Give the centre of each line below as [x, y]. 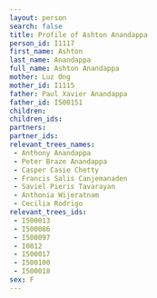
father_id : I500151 [46, 102]
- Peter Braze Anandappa [60, 161]
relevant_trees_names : [52, 144]
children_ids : [36, 119]
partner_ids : [34, 136]
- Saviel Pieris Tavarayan [64, 187]
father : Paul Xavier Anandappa [69, 94]
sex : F [22, 280]
